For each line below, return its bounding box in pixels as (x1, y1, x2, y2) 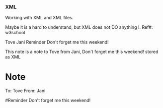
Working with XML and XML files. (5, 15, 74, 21)
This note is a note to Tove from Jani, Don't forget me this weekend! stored (5, 49, 159, 55)
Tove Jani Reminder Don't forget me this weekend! (5, 39, 109, 45)
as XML (5, 54, 21, 60)
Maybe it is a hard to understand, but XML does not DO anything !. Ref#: (5, 24, 153, 30)
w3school (5, 30, 25, 36)
